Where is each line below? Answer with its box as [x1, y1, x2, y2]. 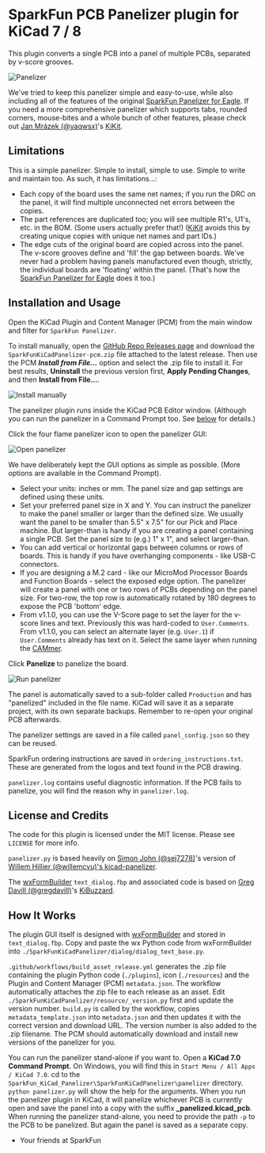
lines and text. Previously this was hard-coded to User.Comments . [40, 618, 250, 627]
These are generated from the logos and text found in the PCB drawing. [8, 762, 242, 771]
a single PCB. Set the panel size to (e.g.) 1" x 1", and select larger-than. [19, 534, 251, 543]
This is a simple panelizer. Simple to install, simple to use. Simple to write [8, 165, 246, 175]
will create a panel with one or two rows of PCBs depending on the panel [19, 584, 258, 594]
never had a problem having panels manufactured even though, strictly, [19, 256, 253, 266]
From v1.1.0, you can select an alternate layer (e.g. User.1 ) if [19, 626, 215, 636]
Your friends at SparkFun [19, 1136, 101, 1145]
